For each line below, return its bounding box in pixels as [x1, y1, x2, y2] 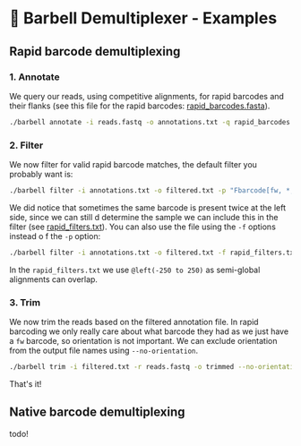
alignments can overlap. [9, 273, 99, 285]
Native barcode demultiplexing [9, 405, 185, 420]
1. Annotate [9, 71, 60, 83]
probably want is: [9, 169, 73, 180]
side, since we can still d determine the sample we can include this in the [9, 211, 279, 222]
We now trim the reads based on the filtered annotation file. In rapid [9, 317, 259, 328]
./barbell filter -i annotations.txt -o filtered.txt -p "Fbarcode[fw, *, [9, 186, 295, 195]
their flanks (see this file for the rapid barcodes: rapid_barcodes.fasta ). [9, 100, 271, 111]
